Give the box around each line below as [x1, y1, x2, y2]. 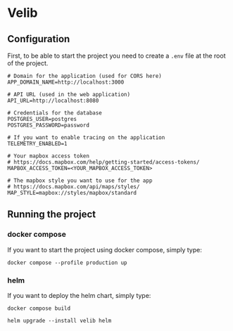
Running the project [7, 209, 96, 221]
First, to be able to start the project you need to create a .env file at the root [7, 51, 226, 60]
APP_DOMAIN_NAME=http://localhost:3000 [7, 79, 125, 86]
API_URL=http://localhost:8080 [7, 97, 99, 104]
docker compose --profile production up [7, 259, 128, 266]
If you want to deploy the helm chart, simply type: [7, 291, 151, 299]
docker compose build [7, 304, 71, 312]
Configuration [7, 33, 70, 45]
